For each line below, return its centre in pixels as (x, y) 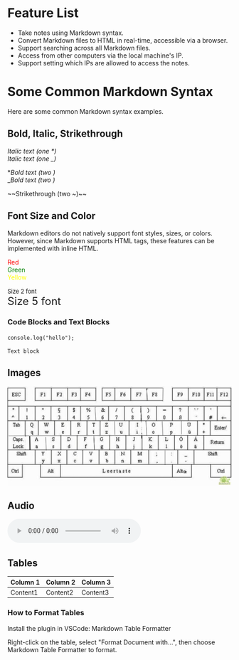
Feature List (43, 13)
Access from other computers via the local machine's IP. (100, 55)
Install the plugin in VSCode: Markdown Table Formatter (89, 628)
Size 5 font (34, 301)
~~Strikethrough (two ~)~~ (47, 193)
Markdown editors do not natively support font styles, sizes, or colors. (110, 233)
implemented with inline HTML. (53, 248)
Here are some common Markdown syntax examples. (85, 111)
